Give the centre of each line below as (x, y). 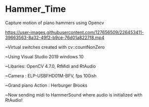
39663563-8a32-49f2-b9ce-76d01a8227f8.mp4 (55, 37)
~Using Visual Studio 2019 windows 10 (44, 56)
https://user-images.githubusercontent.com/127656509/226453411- (74, 32)
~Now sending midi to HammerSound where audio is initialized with (74, 95)
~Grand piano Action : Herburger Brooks (46, 85)
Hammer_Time (36, 9)
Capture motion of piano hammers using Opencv (55, 23)
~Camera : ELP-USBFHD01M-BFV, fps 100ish (51, 75)
